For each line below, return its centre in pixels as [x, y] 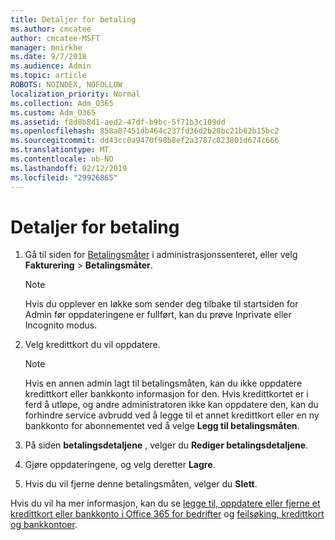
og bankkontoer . [44, 525]
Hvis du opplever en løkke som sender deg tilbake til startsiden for [161, 304]
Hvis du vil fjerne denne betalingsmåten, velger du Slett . [141, 484]
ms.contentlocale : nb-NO [62, 159]
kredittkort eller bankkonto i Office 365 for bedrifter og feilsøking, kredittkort [167, 514]
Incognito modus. [61, 325]
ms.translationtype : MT [60, 150]
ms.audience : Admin [51, 66]
